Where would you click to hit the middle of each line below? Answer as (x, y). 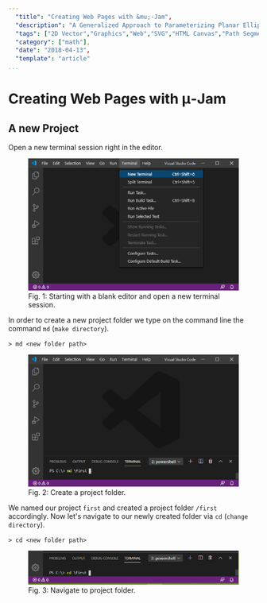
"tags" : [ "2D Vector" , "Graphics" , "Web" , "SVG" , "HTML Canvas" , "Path (128, 33)
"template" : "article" (53, 59)
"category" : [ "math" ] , (53, 42)
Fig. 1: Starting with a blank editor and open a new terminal (124, 296)
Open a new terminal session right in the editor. (85, 147)
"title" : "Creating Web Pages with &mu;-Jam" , (94, 17)
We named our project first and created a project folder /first (113, 508)
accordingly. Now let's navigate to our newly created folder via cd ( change (128, 516)
